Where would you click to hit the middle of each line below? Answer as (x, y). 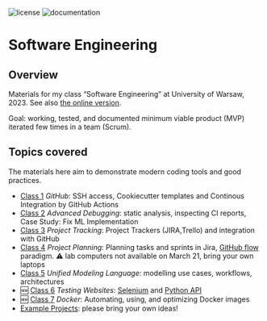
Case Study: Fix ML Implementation (79, 221)
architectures (42, 281)
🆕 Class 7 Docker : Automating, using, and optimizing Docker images (135, 299)
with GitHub (40, 239)
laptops (33, 264)
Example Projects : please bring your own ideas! (99, 308)
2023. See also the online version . (65, 102)
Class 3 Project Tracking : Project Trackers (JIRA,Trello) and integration (138, 230)
